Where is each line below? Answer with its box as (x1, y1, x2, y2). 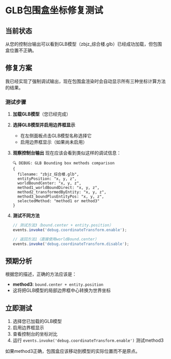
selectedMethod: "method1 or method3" (17, 199, 100, 204)
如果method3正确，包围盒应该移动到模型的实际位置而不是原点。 (5, 348, 140, 354)
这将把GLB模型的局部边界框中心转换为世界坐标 (12, 287, 111, 293)
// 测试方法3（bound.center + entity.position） (12, 223, 113, 228)
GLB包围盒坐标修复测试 (5, 5, 103, 16)
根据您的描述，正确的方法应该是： (5, 271, 77, 278)
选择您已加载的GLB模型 (12, 318, 62, 324)
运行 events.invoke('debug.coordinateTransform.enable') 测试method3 (12, 337, 164, 344)
